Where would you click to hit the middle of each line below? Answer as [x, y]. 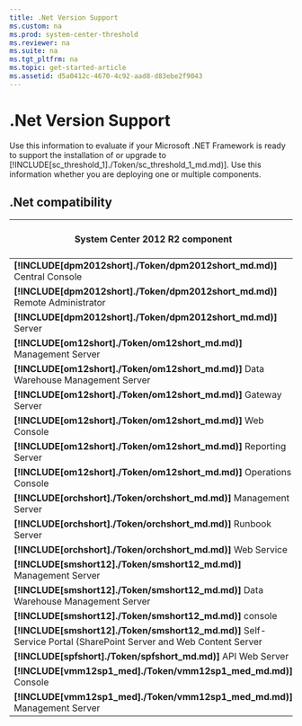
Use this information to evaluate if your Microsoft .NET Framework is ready [147, 146]
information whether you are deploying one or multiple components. [135, 174]
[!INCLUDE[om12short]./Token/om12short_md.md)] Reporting [150, 446]
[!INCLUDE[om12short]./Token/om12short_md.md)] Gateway [148, 394]
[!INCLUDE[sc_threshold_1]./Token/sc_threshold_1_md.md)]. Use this [136, 164]
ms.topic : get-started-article [68, 68]
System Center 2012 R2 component [153, 239]
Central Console [48, 277]
